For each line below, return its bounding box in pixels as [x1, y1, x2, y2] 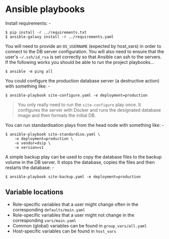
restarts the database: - [5, 165, 54, 171]
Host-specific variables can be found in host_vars [12, 228, 117, 234]
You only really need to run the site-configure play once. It [17, 102, 141, 108]
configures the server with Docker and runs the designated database [17, 107, 161, 113]
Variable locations [5, 188, 64, 197]
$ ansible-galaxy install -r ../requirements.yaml [5, 34, 114, 39]
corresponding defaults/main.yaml [12, 206, 86, 212]
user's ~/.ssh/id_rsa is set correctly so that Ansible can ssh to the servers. [5, 54, 162, 60]
